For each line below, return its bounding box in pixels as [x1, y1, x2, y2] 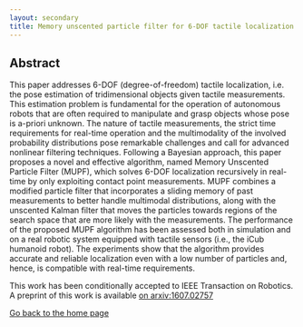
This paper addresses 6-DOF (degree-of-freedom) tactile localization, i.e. [9, 79, 285, 91]
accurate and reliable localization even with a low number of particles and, [9, 253, 288, 264]
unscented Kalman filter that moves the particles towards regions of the [9, 205, 278, 216]
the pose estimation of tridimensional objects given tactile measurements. [9, 89, 286, 100]
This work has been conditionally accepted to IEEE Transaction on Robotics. [9, 281, 294, 292]
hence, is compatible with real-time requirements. [9, 263, 196, 273]
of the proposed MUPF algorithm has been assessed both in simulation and [9, 224, 291, 235]
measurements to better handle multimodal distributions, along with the [9, 195, 277, 206]
